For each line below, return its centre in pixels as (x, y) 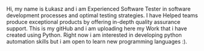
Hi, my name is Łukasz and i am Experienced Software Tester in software (99, 9)
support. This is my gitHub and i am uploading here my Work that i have (97, 28)
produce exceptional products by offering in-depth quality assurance (93, 22)
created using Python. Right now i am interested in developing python (94, 35)
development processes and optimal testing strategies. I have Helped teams (102, 15)
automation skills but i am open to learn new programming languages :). (97, 41)
